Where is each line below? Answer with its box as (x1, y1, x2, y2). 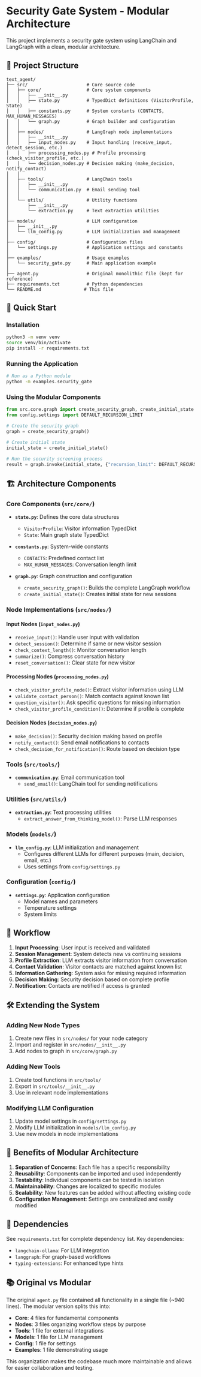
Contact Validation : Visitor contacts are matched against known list (14, 963, 182, 970)
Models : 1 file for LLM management (14, 1333, 103, 1341)
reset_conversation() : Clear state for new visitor (14, 659, 136, 666)
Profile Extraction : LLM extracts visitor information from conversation (14, 957, 187, 964)
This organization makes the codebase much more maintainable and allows (6, 1358, 192, 1365)
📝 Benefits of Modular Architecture (6, 1147, 139, 1158)
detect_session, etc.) (6, 145, 63, 151)
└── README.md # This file (6, 286, 114, 292)
